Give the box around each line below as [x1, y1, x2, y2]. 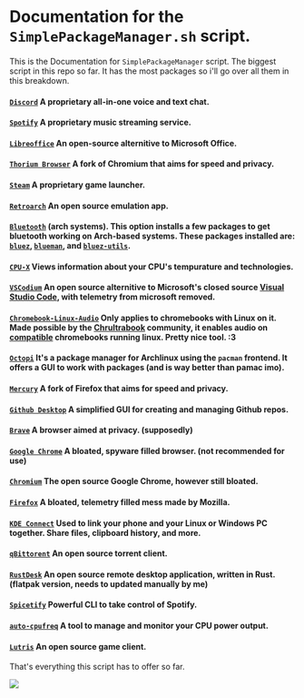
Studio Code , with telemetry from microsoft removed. [9, 291, 216, 302]
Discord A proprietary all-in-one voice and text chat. [9, 96, 211, 106]
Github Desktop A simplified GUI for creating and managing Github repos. [9, 403, 289, 415]
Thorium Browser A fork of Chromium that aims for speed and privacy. [9, 158, 275, 169]
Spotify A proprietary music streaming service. [9, 116, 192, 128]
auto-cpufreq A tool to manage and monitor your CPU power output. [9, 621, 270, 631]
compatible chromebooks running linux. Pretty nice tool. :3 [9, 331, 236, 342]
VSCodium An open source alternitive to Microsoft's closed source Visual [9, 282, 285, 293]
